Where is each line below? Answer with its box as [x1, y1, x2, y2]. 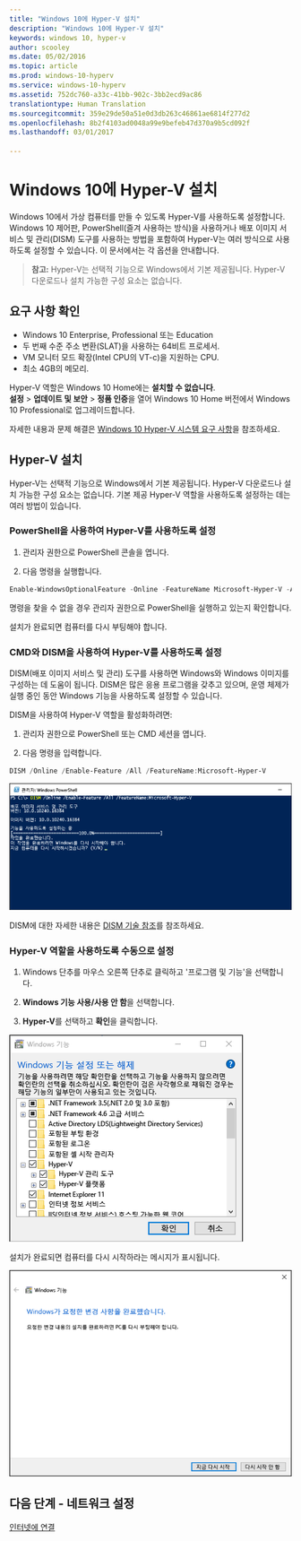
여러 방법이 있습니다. [9, 500, 82, 511]
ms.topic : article [9, 62, 78, 71]
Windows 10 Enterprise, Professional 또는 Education [21, 329, 213, 340]
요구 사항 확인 [9, 304, 81, 319]
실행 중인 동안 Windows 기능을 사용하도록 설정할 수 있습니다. [9, 690, 222, 701]
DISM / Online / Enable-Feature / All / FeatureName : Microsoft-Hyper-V [9, 766, 267, 775]
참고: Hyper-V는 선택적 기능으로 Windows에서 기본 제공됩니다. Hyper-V [30, 264, 286, 274]
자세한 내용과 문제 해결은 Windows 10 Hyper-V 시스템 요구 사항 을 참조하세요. [9, 423, 280, 434]
